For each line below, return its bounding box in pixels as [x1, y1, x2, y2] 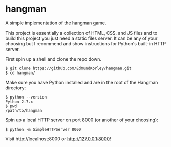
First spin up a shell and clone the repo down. [5, 56, 101, 62]
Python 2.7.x [5, 99, 33, 104]
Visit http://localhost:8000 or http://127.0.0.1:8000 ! [5, 136, 111, 142]
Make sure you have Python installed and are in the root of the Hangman [5, 79, 158, 85]
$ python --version [5, 94, 47, 100]
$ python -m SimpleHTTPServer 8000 [5, 127, 81, 132]
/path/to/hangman [5, 108, 42, 113]
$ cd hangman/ [5, 70, 36, 76]
